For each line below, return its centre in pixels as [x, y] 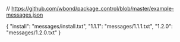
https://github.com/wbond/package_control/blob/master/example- [93, 9]
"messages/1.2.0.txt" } [34, 33]
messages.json [25, 15]
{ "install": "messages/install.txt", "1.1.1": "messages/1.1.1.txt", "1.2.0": [90, 26]
